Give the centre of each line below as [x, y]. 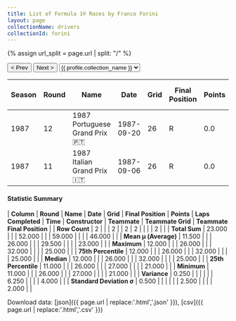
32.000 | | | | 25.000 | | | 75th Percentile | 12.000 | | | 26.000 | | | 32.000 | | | [118, 251]
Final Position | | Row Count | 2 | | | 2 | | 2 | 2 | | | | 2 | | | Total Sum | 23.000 [117, 229]
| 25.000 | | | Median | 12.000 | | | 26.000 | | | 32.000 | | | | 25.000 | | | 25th [116, 259]
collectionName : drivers [44, 27]
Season [24, 95]
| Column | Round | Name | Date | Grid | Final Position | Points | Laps [109, 214]
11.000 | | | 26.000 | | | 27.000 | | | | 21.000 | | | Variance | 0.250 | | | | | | [110, 274]
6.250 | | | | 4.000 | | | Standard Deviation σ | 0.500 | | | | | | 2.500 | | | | [110, 281]
